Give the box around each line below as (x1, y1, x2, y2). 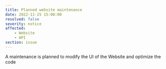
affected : (5, 26, 26, 31)
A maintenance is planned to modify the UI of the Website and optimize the (5, 53, 161, 59)
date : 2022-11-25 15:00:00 (5, 12, 62, 17)
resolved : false (5, 16, 39, 21)
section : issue (5, 40, 37, 45)
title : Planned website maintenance (5, 7, 82, 12)
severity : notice (5, 21, 42, 26)
